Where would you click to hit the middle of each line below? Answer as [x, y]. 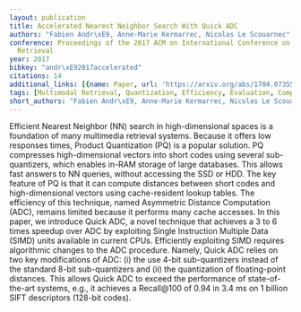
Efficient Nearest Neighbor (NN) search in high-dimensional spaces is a [141, 126]
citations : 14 [36, 76]
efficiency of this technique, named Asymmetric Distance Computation [140, 203]
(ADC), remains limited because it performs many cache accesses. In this [145, 212]
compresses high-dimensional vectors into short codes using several [137, 155]
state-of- [264, 279]
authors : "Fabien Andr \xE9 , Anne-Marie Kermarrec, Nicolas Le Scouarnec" [150, 34]
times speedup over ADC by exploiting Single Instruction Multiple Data [139, 231]
